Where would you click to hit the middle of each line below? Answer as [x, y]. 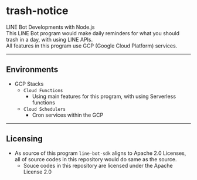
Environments [32, 69]
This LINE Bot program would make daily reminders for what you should [93, 33]
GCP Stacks [29, 84]
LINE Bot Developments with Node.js [50, 27]
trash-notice [37, 11]
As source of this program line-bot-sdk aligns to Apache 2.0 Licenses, [100, 153]
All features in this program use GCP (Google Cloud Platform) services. [92, 46]
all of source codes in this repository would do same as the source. [96, 159]
